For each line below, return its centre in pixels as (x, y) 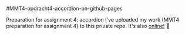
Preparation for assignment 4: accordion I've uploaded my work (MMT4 (93, 20)
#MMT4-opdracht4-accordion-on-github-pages (64, 8)
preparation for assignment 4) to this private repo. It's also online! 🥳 (88, 26)
